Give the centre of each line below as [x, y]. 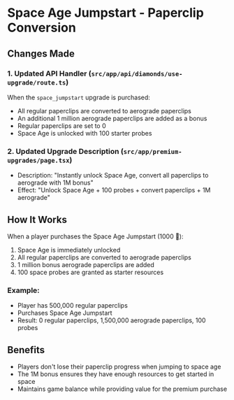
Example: [23, 290]
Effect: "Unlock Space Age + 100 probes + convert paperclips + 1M [114, 190]
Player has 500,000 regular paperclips [72, 306]
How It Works [37, 219]
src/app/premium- [153, 151]
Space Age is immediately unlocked [69, 250]
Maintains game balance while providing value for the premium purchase [122, 389]
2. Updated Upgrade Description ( [65, 151]
